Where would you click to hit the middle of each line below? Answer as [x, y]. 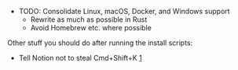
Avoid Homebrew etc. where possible [91, 28]
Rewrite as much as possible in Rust [89, 19]
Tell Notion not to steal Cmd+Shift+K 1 [80, 58]
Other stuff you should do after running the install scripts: [100, 43]
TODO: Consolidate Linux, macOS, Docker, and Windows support [124, 11]
